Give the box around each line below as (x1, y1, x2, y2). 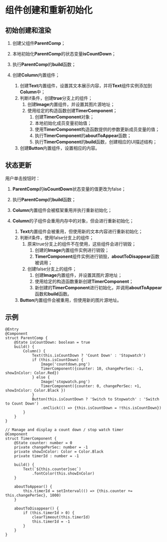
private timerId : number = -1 (14, 453, 79, 459)
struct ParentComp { (5, 335, 48, 340)
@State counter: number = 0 (14, 440, 72, 445)
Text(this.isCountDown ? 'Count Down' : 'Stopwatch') (31, 353, 146, 358)
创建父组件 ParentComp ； (12, 40, 66, 46)
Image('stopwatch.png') (40, 379, 91, 384)
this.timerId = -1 (31, 519, 70, 524)
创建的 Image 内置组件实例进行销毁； (34, 247, 110, 253)
